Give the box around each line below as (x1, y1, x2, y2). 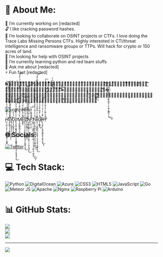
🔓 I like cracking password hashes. (5, 26, 75, 32)
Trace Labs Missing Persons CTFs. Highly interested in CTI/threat (5, 38, 136, 44)
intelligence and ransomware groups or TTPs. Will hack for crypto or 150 (5, 43, 150, 49)
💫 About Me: (5, 4, 56, 16)
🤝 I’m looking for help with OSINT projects (5, 53, 89, 59)
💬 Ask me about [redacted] (5, 64, 59, 69)
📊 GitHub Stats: (5, 204, 71, 215)
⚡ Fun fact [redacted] (5, 69, 48, 75)
